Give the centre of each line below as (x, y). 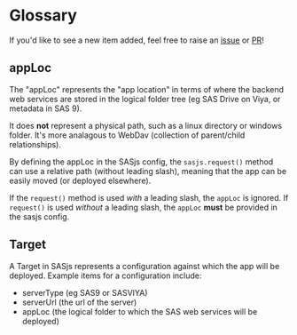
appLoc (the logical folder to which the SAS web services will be (140, 311)
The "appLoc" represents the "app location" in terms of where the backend (147, 89)
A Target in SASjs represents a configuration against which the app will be (145, 266)
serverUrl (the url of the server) (79, 302)
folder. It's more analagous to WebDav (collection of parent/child (127, 135)
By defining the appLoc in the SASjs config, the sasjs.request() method (141, 162)
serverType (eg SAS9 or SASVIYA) (85, 292)
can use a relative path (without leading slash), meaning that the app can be (148, 171)
